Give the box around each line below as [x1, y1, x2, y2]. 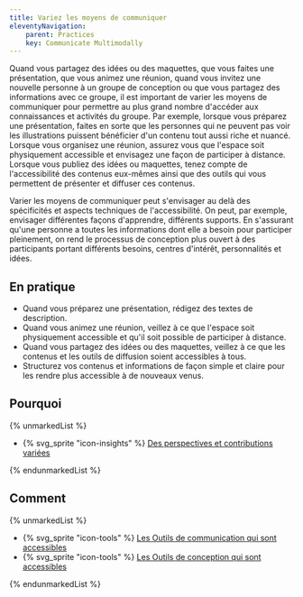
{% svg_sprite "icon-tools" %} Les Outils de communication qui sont [22, 532, 277, 543]
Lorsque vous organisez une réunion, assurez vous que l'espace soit [9, 140, 264, 151]
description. [22, 313, 68, 324]
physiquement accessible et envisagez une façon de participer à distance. [9, 150, 286, 161]
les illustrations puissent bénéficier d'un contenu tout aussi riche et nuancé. [9, 130, 291, 141]
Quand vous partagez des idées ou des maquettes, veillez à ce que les [22, 342, 286, 353]
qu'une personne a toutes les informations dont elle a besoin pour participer [9, 225, 292, 235]
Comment [9, 491, 67, 506]
